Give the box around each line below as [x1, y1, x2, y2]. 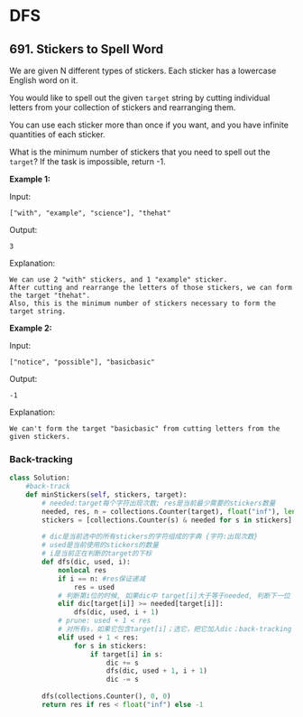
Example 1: [9, 173, 51, 184]
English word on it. [9, 75, 78, 86]
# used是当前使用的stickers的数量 [41, 541, 160, 550]
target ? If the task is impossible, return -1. [9, 156, 166, 167]
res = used [73, 582, 115, 591]
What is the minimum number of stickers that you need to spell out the [9, 146, 271, 157]
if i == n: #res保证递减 [57, 574, 146, 583]
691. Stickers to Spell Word [9, 42, 164, 57]
